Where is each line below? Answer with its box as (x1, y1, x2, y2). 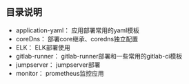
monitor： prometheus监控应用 (15, 69, 104, 77)
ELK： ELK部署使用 (15, 43, 71, 52)
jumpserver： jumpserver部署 (15, 61, 101, 69)
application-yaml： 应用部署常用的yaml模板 (15, 26, 140, 34)
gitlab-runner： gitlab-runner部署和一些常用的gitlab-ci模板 (15, 52, 183, 60)
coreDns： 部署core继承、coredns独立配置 (15, 34, 139, 43)
